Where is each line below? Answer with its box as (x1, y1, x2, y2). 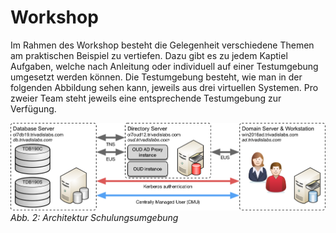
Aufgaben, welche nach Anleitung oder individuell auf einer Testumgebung (10, 60, 319, 72)
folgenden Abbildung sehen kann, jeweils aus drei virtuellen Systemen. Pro (10, 81, 319, 93)
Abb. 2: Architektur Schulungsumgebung (10, 211, 179, 223)
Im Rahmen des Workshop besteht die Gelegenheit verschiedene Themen (10, 39, 315, 51)
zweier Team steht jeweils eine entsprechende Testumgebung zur (10, 92, 282, 104)
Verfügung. (10, 102, 57, 115)
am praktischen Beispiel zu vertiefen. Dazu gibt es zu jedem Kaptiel (10, 49, 288, 61)
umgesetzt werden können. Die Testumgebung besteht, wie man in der (10, 71, 303, 83)
